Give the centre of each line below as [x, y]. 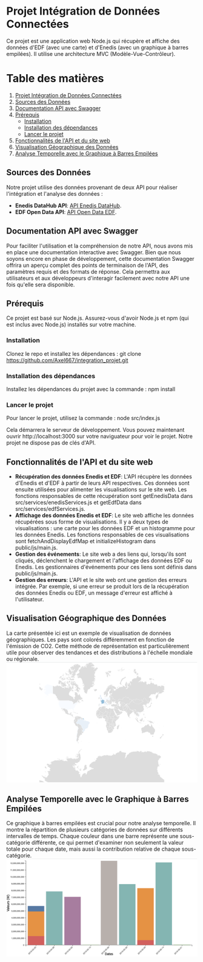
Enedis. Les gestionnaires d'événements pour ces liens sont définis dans [106, 567]
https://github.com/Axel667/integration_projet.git [67, 360]
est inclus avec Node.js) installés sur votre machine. [71, 325]
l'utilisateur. [29, 600]
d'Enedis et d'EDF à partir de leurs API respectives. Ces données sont [102, 483]
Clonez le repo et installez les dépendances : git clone [74, 353]
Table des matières [55, 79]
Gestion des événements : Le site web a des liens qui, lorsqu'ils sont [101, 554]
